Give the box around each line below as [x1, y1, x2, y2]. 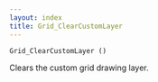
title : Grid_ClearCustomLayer [9, 22, 124, 31]
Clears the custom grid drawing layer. [9, 62, 149, 73]
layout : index [9, 13, 63, 23]
